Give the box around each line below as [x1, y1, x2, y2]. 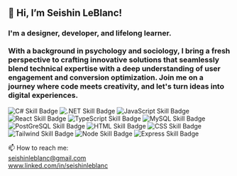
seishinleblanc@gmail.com [8, 153, 87, 162]
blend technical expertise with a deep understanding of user [8, 64, 221, 74]
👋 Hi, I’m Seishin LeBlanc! [8, 7, 123, 19]
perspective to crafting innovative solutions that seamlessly [8, 55, 219, 65]
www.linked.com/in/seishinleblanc [8, 161, 109, 170]
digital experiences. [8, 90, 79, 100]
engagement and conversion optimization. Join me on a [8, 72, 204, 82]
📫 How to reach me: [8, 143, 69, 152]
